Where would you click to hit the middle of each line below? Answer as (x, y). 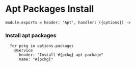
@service (24, 51)
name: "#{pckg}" (36, 59)
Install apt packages (31, 35)
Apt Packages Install (50, 9)
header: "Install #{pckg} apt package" (61, 55)
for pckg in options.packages (42, 46)
